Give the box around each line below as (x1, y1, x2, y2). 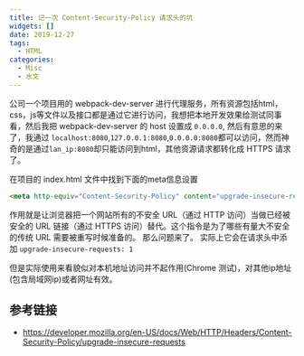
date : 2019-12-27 (9, 30, 75, 39)
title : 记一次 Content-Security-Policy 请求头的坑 (9, 13, 194, 23)
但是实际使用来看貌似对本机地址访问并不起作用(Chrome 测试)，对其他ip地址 (9, 262, 292, 273)
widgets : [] (9, 22, 54, 31)
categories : (9, 55, 54, 64)
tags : (9, 38, 30, 48)
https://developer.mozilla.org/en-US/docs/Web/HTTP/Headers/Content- (22, 327, 292, 338)
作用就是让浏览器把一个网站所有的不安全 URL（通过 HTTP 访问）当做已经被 (9, 209, 291, 220)
